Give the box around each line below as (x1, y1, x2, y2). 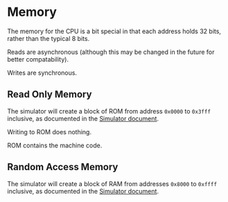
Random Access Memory (7, 161, 119, 173)
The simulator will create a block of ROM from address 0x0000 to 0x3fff (7, 107, 211, 115)
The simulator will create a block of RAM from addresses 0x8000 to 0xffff (7, 179, 217, 187)
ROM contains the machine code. (7, 141, 103, 149)
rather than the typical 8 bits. (7, 34, 90, 42)
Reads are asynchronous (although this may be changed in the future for (7, 48, 215, 56)
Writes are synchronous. (7, 68, 78, 77)
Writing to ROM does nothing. (7, 127, 92, 136)
